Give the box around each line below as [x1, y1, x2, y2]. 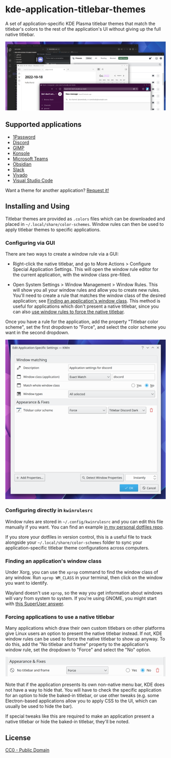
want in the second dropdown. [5, 329, 70, 335]
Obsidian [12, 161, 32, 167]
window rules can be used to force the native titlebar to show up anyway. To [5, 636, 165, 642]
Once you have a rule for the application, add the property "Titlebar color [5, 318, 159, 325]
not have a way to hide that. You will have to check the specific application [5, 687, 162, 693]
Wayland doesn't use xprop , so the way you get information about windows [5, 590, 163, 596]
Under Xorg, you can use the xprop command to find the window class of [5, 569, 159, 576]
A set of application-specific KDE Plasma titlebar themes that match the [5, 20, 156, 27]
